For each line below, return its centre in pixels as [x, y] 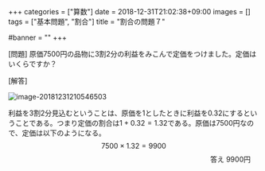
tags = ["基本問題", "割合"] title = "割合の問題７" [87, 21]
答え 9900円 [230, 159]
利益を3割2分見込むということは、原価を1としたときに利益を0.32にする [126, 113]
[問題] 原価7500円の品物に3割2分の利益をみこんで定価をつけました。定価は [132, 54]
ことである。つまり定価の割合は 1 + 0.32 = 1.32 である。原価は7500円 [127, 123]
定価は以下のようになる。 [64, 133]
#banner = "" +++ [38, 37]
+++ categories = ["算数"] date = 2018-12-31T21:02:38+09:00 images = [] [129, 12]
